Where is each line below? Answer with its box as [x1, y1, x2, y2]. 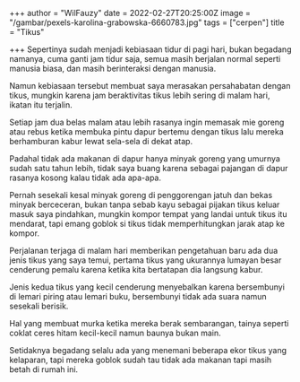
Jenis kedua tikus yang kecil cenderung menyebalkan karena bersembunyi [9, 282, 285, 292]
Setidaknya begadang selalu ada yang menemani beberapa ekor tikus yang [9, 345, 287, 355]
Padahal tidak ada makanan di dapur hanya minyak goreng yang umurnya [9, 153, 280, 164]
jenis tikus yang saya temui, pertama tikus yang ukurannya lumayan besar [9, 255, 282, 265]
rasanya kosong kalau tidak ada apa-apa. [9, 172, 161, 183]
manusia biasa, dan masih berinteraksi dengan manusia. [9, 63, 217, 74]
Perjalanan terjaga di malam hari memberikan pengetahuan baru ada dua [9, 246, 279, 256]
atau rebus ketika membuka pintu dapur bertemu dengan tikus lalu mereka [9, 126, 284, 137]
